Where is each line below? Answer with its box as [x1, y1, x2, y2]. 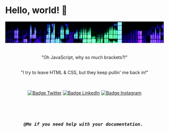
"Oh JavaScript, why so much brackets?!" [41, 54, 128, 60]
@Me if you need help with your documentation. [23, 121, 143, 127]
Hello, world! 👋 [5, 5, 68, 16]
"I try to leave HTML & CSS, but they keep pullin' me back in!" [21, 69, 148, 75]
